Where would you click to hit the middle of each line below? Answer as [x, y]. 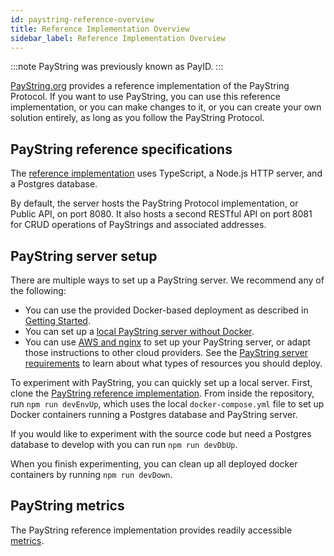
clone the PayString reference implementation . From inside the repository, [162, 393]
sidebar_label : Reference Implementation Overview [118, 38]
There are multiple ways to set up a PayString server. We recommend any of [167, 280]
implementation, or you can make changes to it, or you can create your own [166, 107]
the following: [38, 290]
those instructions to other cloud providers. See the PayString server [166, 352]
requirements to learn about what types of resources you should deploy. [173, 363]
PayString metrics [67, 506]
